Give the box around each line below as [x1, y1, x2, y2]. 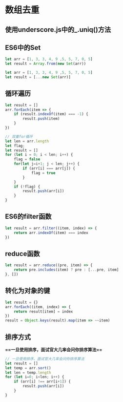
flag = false [14, 157, 41, 162]
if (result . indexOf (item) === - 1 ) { [14, 112, 89, 117]
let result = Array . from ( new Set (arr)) [5, 62, 86, 66]
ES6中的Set [5, 43, 41, 52]
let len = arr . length [5, 139, 49, 144]
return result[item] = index [14, 309, 73, 314]
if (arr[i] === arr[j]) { [22, 166, 76, 171]
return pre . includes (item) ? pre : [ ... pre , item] [14, 267, 119, 273]
